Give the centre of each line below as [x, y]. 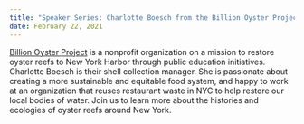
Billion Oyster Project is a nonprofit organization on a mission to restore [142, 52]
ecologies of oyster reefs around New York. [90, 110]
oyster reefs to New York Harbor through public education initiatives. [138, 62]
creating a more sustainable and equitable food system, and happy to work [149, 81]
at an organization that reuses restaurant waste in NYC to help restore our [147, 91]
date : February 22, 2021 [56, 26]
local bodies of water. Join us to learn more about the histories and [134, 100]
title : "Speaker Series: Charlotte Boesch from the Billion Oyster [139, 18]
